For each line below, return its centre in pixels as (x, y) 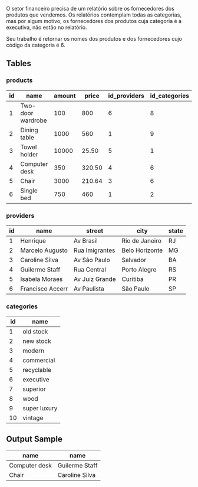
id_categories (170, 96)
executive (36, 380)
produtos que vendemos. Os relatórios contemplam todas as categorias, (94, 15)
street (95, 231)
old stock (35, 332)
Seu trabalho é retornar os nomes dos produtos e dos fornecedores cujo (94, 39)
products (19, 80)
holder (29, 154)
